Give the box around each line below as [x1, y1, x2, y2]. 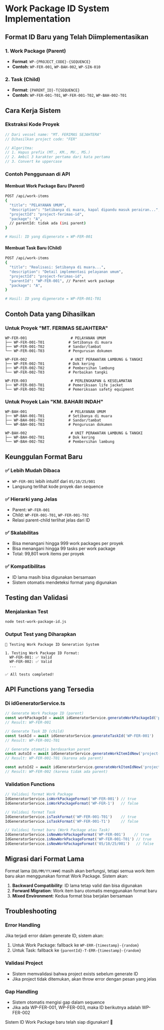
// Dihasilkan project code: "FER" [5, 136, 78, 142]
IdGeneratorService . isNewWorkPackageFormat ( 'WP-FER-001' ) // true [5, 832, 150, 837]
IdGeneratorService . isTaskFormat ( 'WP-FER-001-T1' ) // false [5, 819, 139, 824]
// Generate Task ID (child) [5, 729, 64, 734]
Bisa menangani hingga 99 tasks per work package [12, 546, 116, 551]
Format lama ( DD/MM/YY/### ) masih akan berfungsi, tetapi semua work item [5, 868, 155, 874]
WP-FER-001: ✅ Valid [9, 655, 52, 660]
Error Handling [5, 922, 41, 929]
